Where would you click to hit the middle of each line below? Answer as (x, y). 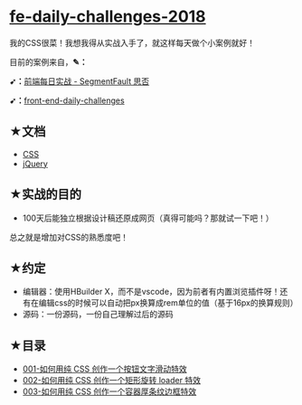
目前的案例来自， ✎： (48, 61)
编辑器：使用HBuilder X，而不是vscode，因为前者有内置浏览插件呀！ (151, 292)
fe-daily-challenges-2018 (108, 17)
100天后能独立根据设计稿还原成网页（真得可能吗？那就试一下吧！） (148, 218)
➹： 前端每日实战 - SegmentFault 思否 (80, 81)
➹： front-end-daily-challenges (67, 100)
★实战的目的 (45, 195)
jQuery (35, 164)
